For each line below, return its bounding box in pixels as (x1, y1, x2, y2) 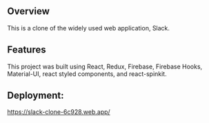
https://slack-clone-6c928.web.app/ (7, 108, 110, 116)
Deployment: (7, 90, 64, 102)
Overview (7, 6, 50, 17)
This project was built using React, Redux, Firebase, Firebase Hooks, (7, 62, 203, 70)
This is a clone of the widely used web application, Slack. (7, 23, 170, 32)
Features (7, 44, 46, 56)
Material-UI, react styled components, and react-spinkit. (7, 69, 167, 78)
